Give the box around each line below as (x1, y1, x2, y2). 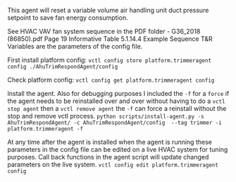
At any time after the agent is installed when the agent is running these (7, 138, 213, 146)
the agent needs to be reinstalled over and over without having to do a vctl (7, 97, 225, 105)
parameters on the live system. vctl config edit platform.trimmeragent (7, 160, 218, 169)
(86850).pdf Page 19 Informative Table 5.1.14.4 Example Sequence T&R (7, 35, 213, 43)
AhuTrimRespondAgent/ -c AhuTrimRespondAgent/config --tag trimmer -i (7, 119, 222, 126)
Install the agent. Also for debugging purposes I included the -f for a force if (7, 90, 230, 97)
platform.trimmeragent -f (7, 126, 83, 133)
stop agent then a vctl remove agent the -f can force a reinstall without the (7, 104, 227, 112)
